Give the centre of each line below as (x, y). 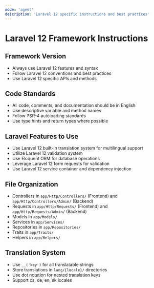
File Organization (32, 184)
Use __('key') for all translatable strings (53, 265)
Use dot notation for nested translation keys (56, 275)
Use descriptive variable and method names (57, 111)
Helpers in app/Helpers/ (36, 237)
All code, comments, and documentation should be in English (74, 105)
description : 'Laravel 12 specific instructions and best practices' (77, 14)
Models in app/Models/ (35, 216)
